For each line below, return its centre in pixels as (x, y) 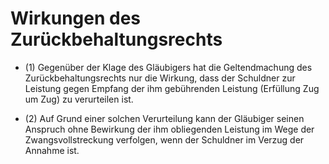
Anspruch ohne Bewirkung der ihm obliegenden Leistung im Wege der (169, 129)
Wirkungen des (76, 18)
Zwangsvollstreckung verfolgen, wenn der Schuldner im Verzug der (164, 139)
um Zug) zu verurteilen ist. (79, 99)
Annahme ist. (52, 150)
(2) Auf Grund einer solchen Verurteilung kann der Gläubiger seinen (164, 118)
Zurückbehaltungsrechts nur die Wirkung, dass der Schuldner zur (160, 78)
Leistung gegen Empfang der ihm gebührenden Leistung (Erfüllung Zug (172, 88)
